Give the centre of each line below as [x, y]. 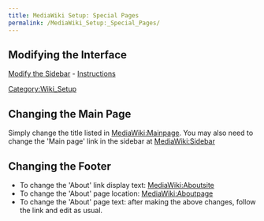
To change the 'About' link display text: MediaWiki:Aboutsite [117, 185]
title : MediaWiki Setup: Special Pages [74, 15]
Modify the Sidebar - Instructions [62, 74]
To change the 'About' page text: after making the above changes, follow [138, 201]
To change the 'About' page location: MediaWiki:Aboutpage [116, 193]
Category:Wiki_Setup [43, 89]
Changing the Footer [60, 166]
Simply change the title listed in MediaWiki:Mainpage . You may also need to [131, 133]
